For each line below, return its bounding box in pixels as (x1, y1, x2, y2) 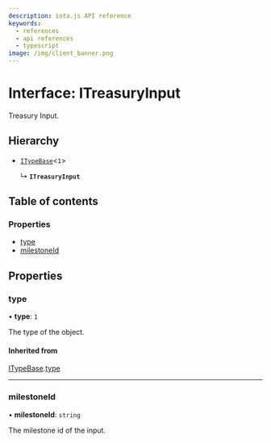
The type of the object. (8, 328, 85, 337)
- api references (15, 34, 74, 43)
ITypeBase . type (8, 364, 60, 374)
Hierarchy (8, 134, 60, 148)
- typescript (15, 42, 60, 50)
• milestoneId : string (8, 409, 81, 420)
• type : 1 (8, 311, 38, 321)
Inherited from (8, 345, 58, 355)
